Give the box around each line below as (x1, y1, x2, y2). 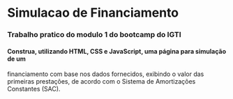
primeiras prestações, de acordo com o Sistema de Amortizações (7, 77, 196, 86)
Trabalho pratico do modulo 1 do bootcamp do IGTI (7, 30, 181, 40)
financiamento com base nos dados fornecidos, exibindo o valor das (7, 70, 204, 78)
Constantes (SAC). (7, 85, 61, 93)
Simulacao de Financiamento (7, 5, 179, 21)
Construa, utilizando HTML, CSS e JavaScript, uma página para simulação (7, 47, 227, 55)
